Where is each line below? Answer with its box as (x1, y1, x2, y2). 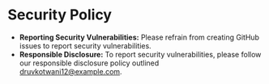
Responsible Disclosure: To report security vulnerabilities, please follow (19, 49, 262, 59)
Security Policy (7, 6, 113, 24)
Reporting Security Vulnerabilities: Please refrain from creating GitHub (19, 32, 260, 42)
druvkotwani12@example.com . (19, 66, 122, 76)
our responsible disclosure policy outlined (19, 58, 160, 68)
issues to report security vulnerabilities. (19, 40, 152, 50)
